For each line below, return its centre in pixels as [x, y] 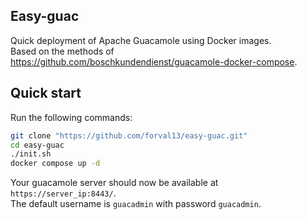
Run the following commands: [71, 117]
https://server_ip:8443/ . [63, 193]
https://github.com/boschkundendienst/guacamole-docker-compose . [154, 61]
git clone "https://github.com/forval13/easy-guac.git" [129, 135]
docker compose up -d [55, 164]
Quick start [46, 93]
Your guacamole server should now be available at [114, 183]
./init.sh [31, 154]
